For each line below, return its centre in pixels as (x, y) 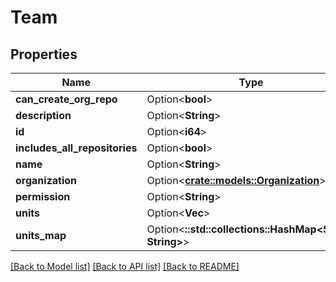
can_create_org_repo (66, 99)
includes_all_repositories (76, 148)
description (43, 115)
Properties (44, 54)
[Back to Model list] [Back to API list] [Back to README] (125, 266)
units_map (41, 235)
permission (43, 196)
